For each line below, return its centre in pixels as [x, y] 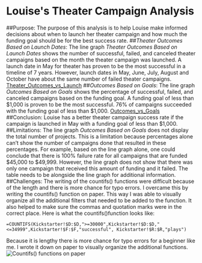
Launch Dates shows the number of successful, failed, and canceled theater [101, 53]
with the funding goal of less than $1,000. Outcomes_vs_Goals [83, 111]
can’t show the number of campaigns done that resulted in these [86, 143]
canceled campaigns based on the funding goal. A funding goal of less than [100, 98]
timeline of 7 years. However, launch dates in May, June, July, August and [98, 72]
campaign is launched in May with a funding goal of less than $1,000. [92, 123]
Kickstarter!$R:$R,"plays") [151, 229]
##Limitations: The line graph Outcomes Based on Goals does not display [97, 130]
